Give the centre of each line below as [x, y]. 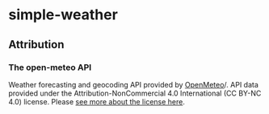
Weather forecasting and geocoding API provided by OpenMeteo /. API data [133, 84]
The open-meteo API [50, 67]
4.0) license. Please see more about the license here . [97, 101]
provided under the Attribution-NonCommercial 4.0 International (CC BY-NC [135, 93]
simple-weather [63, 15]
